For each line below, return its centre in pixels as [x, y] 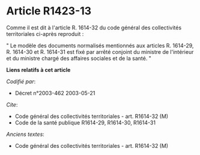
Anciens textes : [26, 134]
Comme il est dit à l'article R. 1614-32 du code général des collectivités [94, 28]
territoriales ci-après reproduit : [45, 34]
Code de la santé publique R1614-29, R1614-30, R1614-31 [85, 122]
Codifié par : [21, 81]
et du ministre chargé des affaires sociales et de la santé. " [79, 58]
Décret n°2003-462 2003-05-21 [55, 93]
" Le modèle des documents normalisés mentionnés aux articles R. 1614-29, [100, 45]
